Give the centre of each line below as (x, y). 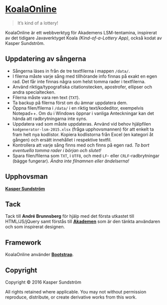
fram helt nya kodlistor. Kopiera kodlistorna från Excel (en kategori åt (83, 134)
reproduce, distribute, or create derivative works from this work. (71, 297)
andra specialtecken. (34, 92)
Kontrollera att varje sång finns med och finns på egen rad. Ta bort (81, 145)
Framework (23, 242)
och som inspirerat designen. (35, 227)
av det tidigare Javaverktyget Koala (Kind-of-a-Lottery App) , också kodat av (83, 38)
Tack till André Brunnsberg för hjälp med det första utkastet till (70, 216)
